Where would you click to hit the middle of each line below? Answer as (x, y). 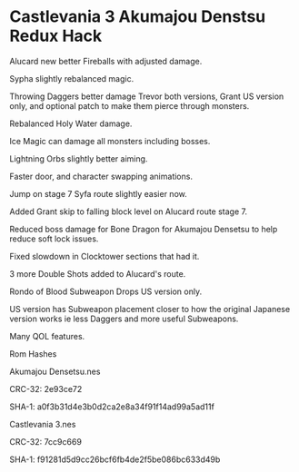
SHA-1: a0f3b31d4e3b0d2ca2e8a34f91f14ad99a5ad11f (112, 407)
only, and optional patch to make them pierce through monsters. (130, 105)
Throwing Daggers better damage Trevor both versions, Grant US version (147, 96)
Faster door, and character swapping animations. (101, 176)
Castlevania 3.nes (43, 424)
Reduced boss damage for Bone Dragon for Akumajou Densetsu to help (144, 229)
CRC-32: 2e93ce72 (46, 388)
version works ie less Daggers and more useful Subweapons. (124, 319)
